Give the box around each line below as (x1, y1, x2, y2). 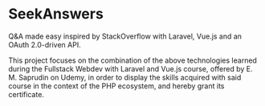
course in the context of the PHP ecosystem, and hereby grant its (8, 81, 225, 91)
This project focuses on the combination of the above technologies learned (8, 55, 257, 65)
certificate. (8, 89, 44, 99)
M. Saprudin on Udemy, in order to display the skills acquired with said (8, 72, 242, 82)
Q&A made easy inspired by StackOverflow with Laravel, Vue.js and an (8, 31, 243, 41)
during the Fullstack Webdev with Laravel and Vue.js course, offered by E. (8, 63, 253, 73)
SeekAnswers (8, 5, 104, 23)
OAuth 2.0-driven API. (8, 39, 82, 49)
